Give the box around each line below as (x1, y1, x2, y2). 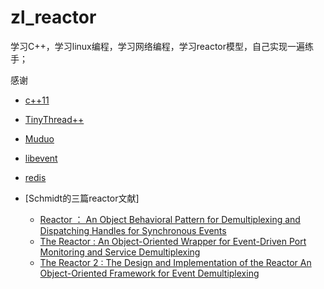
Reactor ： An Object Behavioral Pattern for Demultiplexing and (39, 213, 301, 225)
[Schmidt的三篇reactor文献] (24, 192, 140, 204)
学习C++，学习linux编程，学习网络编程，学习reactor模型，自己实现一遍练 (10, 40, 315, 52)
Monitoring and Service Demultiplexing (39, 246, 201, 258)
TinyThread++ (24, 113, 85, 125)
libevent (24, 152, 58, 164)
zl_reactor (10, 6, 97, 29)
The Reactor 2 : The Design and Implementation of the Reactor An (39, 256, 312, 268)
